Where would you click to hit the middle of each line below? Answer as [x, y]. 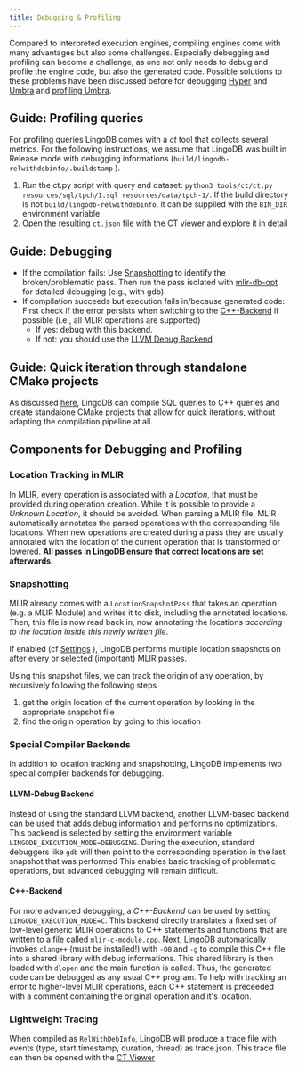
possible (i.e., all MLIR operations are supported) [111, 320]
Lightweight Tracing [54, 1019]
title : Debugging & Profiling [65, 17]
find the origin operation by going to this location [112, 721]
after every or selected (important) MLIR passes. [98, 659]
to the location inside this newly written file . [89, 632]
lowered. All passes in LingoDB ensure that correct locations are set [137, 551]
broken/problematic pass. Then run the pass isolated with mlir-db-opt [150, 283]
